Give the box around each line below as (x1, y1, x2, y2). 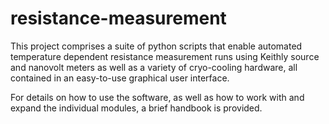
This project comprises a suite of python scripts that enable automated (10, 40, 303, 52)
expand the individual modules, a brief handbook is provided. (10, 102, 263, 114)
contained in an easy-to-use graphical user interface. (10, 72, 230, 84)
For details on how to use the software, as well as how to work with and (10, 91, 305, 103)
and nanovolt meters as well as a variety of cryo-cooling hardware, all (10, 61, 298, 73)
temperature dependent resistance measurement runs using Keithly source (10, 50, 320, 62)
